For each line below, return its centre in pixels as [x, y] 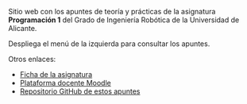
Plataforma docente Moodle [65, 83]
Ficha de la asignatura [56, 74]
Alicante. [23, 28]
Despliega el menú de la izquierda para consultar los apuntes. [109, 44]
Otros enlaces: [32, 59]
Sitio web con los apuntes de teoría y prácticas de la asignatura [112, 12]
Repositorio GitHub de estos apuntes [80, 91]
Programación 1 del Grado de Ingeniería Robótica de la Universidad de [124, 20]
